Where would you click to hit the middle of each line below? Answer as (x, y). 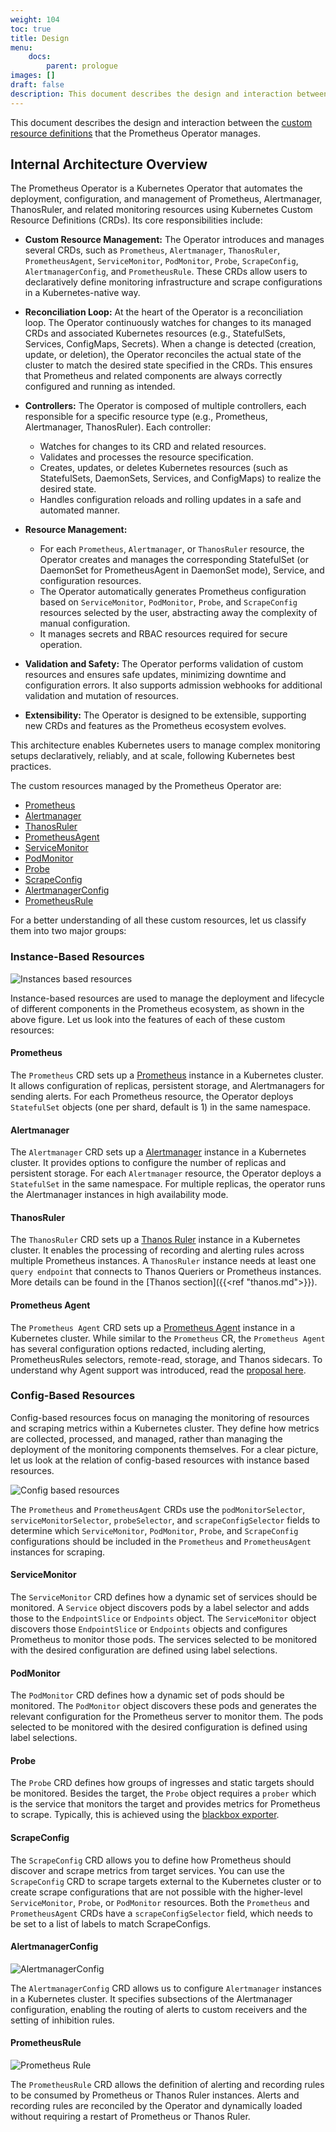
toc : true (31, 29)
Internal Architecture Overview (109, 164)
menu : (21, 47)
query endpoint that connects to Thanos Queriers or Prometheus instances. (166, 1272)
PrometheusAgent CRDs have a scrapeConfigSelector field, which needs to (161, 1913)
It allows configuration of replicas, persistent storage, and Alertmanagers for (167, 1085)
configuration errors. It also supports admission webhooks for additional (173, 685)
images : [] (33, 76)
